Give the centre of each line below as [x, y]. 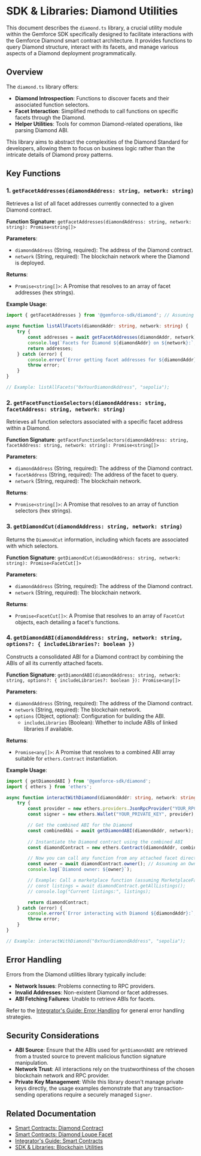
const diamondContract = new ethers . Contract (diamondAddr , [103, 847]
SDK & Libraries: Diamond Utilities [92, 11]
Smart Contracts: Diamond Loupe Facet [63, 1134]
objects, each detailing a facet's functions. [67, 622]
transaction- [169, 1088]
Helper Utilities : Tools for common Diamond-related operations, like [99, 124]
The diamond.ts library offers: [42, 87]
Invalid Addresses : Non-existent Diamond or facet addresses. [92, 992]
